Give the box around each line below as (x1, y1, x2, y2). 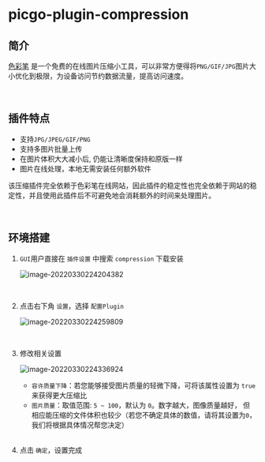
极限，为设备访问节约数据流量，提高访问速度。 (35, 71, 188, 81)
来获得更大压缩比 (31, 390, 88, 400)
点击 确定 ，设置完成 (19, 445, 83, 455)
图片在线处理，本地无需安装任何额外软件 (19, 163, 151, 173)
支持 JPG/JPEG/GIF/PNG (19, 134, 91, 144)
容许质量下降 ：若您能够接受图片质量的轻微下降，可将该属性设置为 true (31, 381, 256, 390)
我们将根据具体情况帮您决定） (31, 420, 129, 430)
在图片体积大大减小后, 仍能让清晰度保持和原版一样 (19, 154, 183, 163)
